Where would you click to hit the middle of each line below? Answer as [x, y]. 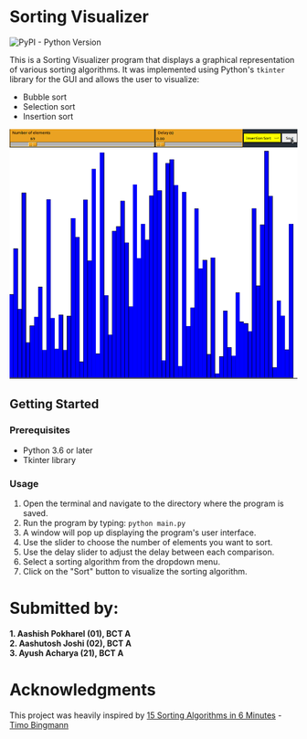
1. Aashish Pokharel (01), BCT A [70, 633]
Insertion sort [48, 116]
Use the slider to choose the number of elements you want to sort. [148, 542]
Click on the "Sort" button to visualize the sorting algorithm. [135, 571]
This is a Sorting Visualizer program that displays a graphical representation [152, 59]
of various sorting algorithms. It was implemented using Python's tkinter [148, 69]
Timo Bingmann [39, 724]
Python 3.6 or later [58, 450]
